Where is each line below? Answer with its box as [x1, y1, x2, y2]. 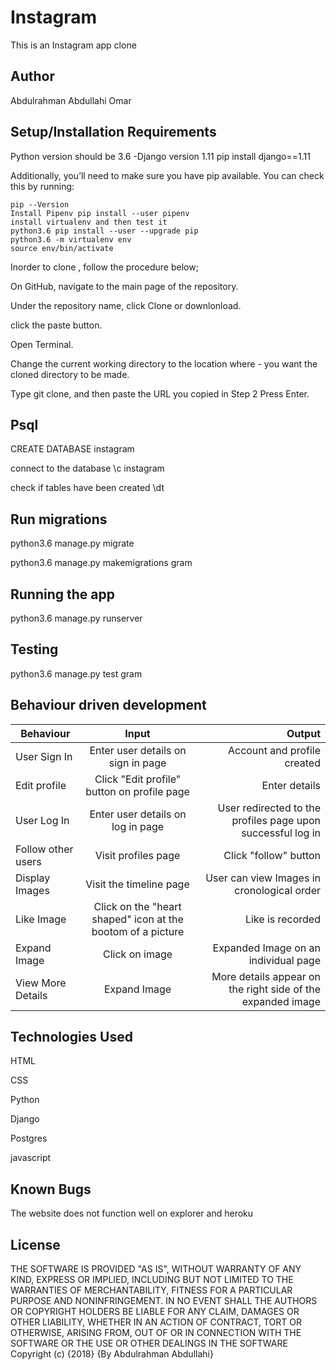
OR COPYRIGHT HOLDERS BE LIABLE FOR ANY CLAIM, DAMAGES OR [10, 1306, 300, 1318]
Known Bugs [10, 1181, 92, 1198]
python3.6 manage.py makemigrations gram [10, 557, 193, 569]
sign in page [108, 756, 167, 770]
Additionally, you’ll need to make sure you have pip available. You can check [10, 169, 325, 181]
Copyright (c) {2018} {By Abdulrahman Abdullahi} [10, 1348, 214, 1360]
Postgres [10, 1132, 48, 1145]
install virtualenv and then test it [10, 217, 168, 227]
